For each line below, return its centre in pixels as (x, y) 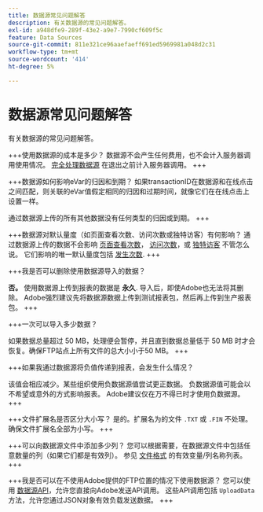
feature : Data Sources (45, 37)
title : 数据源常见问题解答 (47, 15)
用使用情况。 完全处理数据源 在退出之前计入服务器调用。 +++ (107, 164)
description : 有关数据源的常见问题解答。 (69, 23)
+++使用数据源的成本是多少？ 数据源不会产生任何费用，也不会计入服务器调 (130, 155)
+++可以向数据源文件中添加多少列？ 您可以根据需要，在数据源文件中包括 (126, 445)
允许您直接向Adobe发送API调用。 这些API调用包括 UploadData (155, 490)
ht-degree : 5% (31, 67)
